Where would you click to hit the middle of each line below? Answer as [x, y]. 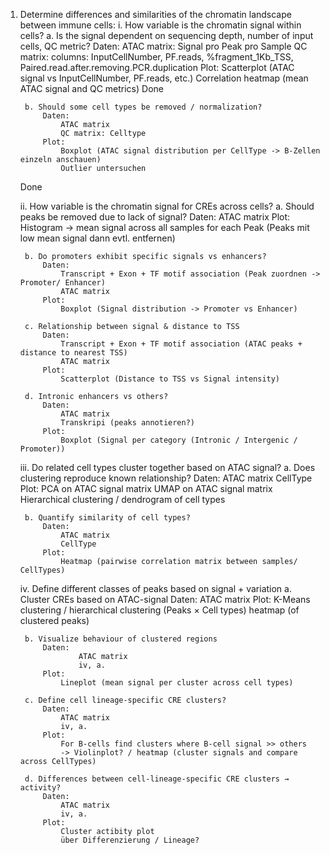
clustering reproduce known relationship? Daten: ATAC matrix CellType [166, 478]
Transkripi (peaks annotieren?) [127, 423]
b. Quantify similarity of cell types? [107, 518]
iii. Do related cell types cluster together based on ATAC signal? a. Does [167, 467]
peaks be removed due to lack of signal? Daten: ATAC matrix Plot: [155, 217]
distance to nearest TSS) [73, 353]
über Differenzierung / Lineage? [130, 840]
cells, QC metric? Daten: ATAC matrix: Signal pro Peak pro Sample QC [163, 46]
